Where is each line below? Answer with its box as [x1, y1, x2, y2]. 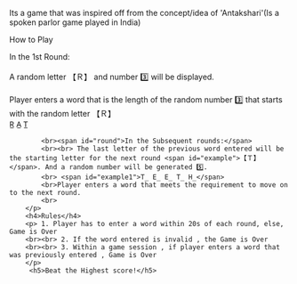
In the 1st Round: [9, 52, 70, 61]
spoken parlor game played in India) [9, 17, 141, 28]
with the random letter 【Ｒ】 [9, 109, 116, 118]
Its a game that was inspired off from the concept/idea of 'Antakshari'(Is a [9, 8, 280, 18]
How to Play [9, 35, 53, 45]
